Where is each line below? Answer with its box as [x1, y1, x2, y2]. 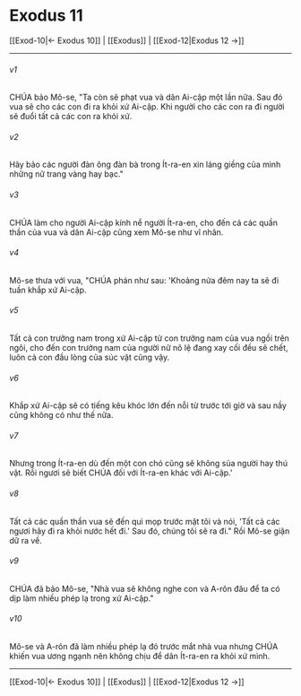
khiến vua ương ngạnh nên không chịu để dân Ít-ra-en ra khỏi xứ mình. [9, 650, 271, 661]
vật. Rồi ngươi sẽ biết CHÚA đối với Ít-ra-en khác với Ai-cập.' [9, 467, 233, 478]
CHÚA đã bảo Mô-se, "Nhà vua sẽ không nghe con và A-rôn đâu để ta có [9, 583, 280, 594]
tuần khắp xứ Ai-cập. [9, 284, 87, 295]
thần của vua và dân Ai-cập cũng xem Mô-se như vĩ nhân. [9, 226, 224, 238]
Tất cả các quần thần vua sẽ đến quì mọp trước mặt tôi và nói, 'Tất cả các [9, 516, 280, 526]
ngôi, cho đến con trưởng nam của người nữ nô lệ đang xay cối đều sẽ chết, [9, 342, 288, 352]
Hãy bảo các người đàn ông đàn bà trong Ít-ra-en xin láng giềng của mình [9, 159, 281, 170]
